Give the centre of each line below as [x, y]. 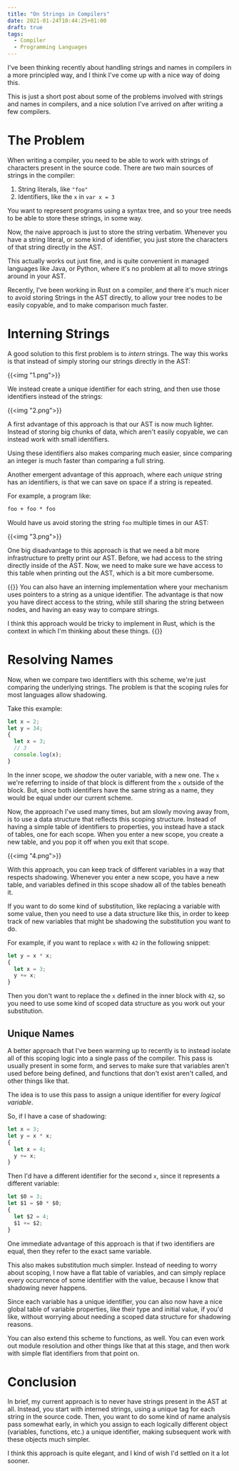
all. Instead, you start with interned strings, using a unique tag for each [111, 1409]
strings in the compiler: [41, 175]
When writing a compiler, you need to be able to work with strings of [108, 160]
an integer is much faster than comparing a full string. [86, 460]
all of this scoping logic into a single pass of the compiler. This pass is [110, 1058]
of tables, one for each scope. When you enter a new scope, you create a [116, 834]
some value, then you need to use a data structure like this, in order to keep [118, 913]
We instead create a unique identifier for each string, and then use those [114, 389]
